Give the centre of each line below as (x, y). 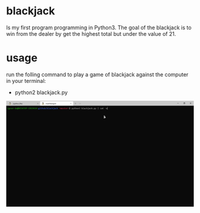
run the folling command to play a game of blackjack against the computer (97, 74)
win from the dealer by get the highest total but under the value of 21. (91, 33)
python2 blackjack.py (41, 92)
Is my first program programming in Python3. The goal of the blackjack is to (99, 27)
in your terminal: (26, 81)
